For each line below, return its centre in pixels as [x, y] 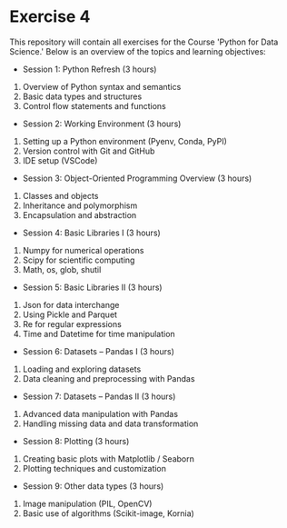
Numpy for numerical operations [83, 250]
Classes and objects [60, 195]
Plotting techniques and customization [94, 468]
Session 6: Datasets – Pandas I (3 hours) [99, 351]
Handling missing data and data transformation [110, 423]
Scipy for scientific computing [79, 260]
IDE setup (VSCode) [60, 160]
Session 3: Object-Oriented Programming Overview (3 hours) [137, 178]
